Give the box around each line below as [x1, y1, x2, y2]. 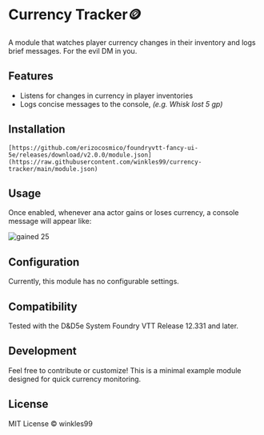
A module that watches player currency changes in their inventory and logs [8, 37, 256, 47]
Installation [8, 123, 66, 136]
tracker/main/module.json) [8, 165, 98, 173]
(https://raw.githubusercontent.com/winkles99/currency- [8, 157, 202, 166]
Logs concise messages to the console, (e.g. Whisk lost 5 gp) [19, 99, 223, 108]
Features [8, 69, 54, 83]
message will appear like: [8, 217, 92, 226]
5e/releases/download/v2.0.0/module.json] [8, 151, 152, 159]
